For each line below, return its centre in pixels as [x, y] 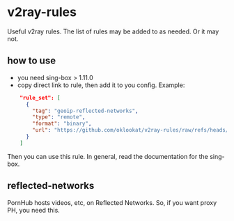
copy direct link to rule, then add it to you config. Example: [101, 85]
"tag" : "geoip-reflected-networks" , [85, 111]
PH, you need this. [34, 210]
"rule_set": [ [40, 98]
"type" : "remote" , [59, 117]
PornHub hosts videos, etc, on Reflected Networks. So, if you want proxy [112, 202]
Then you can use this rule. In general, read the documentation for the [108, 156]
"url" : [42, 130]
